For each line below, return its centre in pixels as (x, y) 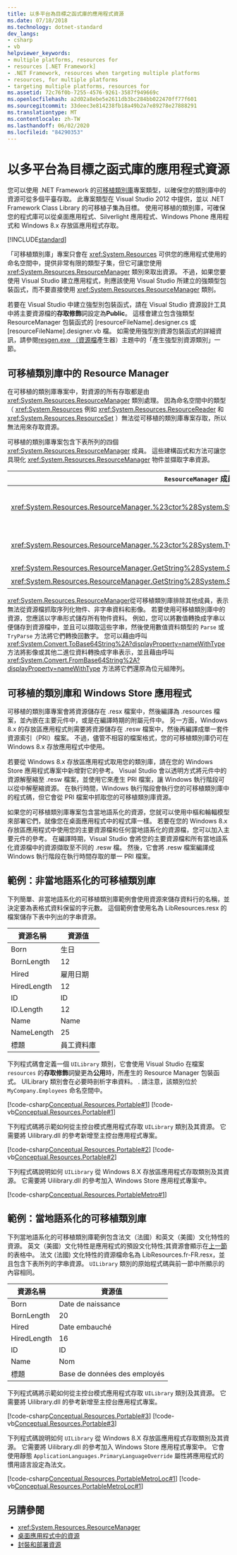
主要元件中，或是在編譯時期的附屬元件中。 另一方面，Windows (136, 720)
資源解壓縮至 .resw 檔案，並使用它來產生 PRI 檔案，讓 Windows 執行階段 (113, 779)
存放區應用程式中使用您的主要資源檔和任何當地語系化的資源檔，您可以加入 (115, 829)
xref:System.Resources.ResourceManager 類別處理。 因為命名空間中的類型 (117, 401)
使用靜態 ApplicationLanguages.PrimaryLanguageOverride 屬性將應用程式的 (116, 1455)
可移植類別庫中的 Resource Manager (88, 373)
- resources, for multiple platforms (63, 80)
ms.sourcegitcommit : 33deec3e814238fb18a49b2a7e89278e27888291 (102, 106)
